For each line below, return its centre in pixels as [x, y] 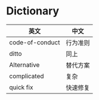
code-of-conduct [35, 42]
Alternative [24, 65]
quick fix [21, 87]
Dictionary [33, 11]
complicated [27, 76]
